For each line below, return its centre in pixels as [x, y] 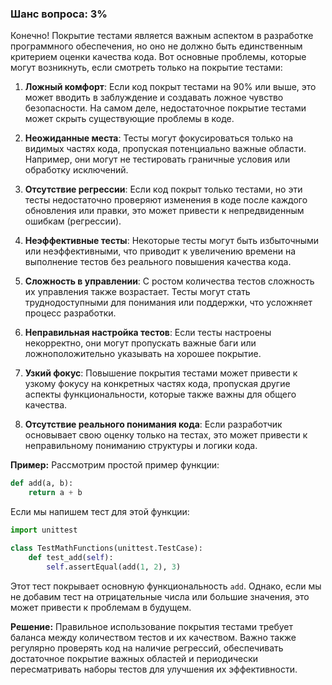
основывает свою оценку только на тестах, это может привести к [166, 435]
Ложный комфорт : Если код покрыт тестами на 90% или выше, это [170, 87]
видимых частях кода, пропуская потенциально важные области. [165, 149]
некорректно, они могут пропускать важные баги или [140, 343]
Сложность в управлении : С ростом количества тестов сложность [169, 281]
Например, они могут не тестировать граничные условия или [157, 159]
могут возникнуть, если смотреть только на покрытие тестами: [146, 68]
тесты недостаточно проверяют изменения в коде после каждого [166, 200]
